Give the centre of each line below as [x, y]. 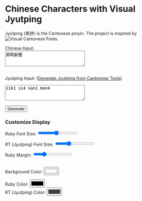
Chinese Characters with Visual [70, 9]
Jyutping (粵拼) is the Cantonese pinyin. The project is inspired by [71, 33]
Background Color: [24, 172]
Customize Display [28, 122]
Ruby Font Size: [21, 134]
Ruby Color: [17, 184]
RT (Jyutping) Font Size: [29, 145]
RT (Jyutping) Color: [26, 192]
